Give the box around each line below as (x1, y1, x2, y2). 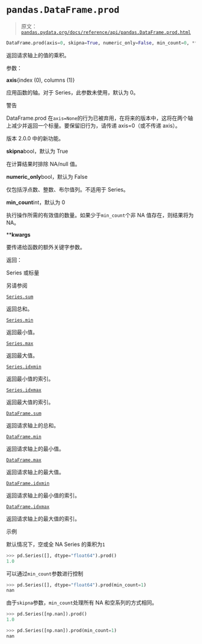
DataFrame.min (6, 433, 42, 440)
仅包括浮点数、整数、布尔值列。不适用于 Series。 (6, 185, 129, 193)
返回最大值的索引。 (6, 398, 54, 406)
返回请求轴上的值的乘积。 (6, 51, 70, 58)
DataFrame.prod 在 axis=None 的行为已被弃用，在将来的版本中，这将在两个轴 (6, 114, 194, 122)
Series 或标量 (6, 269, 40, 276)
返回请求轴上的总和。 (6, 421, 59, 429)
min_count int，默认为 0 (6, 199, 66, 206)
